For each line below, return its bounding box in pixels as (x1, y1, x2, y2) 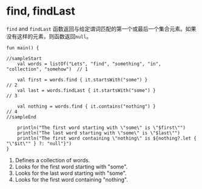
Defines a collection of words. (15, 156, 90, 163)
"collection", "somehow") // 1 (6, 66, 88, 72)
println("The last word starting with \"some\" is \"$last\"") (17, 129, 181, 136)
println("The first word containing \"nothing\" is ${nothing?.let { (17, 135, 197, 141)
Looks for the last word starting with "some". (15, 169, 127, 177)
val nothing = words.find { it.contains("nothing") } (17, 103, 156, 109)
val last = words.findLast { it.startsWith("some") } (17, 87, 156, 94)
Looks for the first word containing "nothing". (15, 176, 129, 183)
